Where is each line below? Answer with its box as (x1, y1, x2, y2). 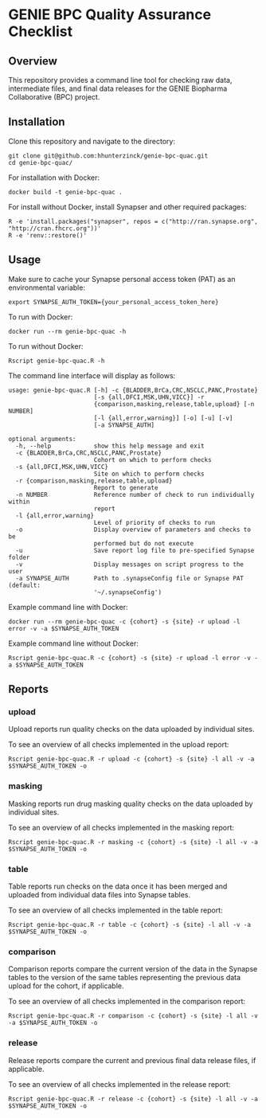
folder (8, 553, 30, 561)
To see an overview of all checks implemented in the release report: (8, 1079, 231, 1089)
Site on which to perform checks (93, 470, 205, 478)
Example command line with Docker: (8, 602, 128, 612)
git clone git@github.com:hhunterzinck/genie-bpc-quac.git (8, 151, 209, 160)
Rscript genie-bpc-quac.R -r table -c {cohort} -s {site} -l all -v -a (8, 921, 251, 928)
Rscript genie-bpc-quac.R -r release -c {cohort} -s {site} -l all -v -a (8, 1095, 259, 1103)
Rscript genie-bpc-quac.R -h (8, 357, 105, 365)
